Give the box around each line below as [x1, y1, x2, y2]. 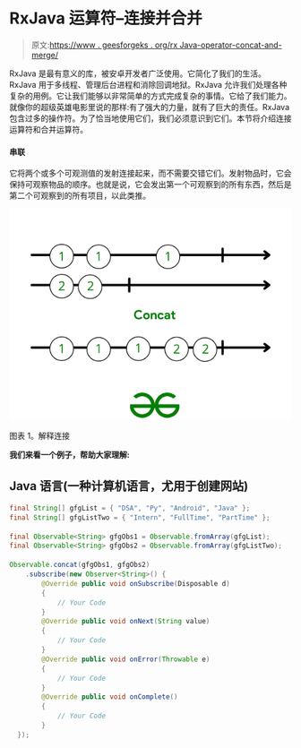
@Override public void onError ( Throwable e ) [41, 655, 211, 664]
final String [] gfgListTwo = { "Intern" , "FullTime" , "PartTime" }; [9, 512, 271, 522]
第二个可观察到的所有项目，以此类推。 [9, 190, 150, 202]
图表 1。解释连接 [9, 431, 70, 442]
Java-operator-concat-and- [179, 39, 282, 50]
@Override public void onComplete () [41, 692, 178, 701]
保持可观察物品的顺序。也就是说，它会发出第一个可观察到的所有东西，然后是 [9, 179, 292, 190]
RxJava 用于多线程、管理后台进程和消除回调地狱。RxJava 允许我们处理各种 [9, 79, 288, 90]
